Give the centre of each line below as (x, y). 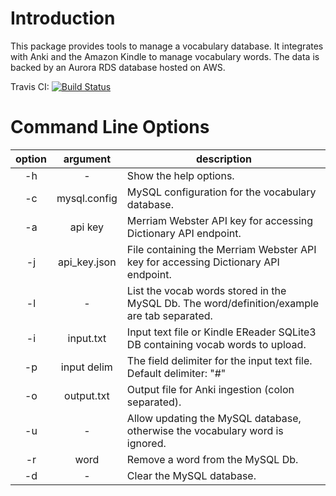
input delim (86, 367)
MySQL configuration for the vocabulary (221, 192)
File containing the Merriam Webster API (221, 249)
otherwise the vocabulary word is (205, 430)
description (223, 159)
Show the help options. (180, 175)
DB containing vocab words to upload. (216, 344)
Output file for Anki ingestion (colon (210, 389)
